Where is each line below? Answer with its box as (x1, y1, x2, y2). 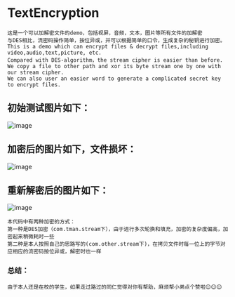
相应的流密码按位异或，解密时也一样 (12, 248, 102, 256)
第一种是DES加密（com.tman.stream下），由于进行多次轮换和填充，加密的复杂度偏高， (7, 226, 223, 233)
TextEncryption (7, 5, 100, 21)
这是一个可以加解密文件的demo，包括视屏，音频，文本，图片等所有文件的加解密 (7, 29, 203, 37)
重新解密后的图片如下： (7, 184, 109, 196)
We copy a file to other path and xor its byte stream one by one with (7, 62, 221, 70)
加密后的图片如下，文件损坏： (7, 143, 137, 155)
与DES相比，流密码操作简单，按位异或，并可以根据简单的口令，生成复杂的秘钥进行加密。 (7, 37, 226, 44)
